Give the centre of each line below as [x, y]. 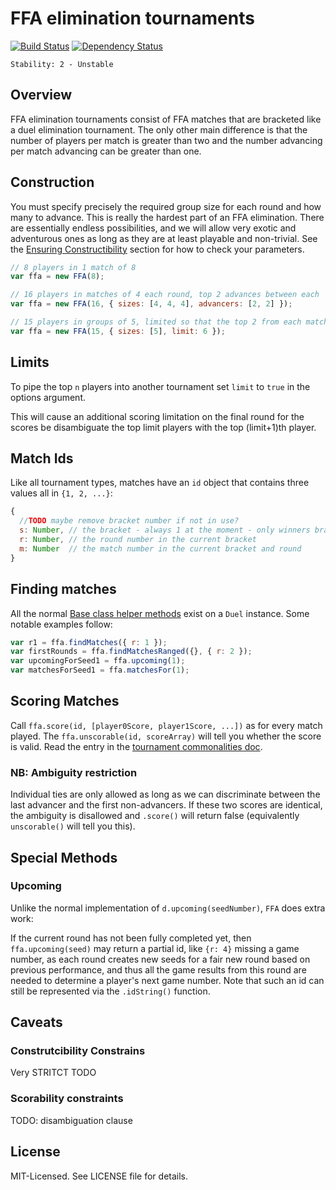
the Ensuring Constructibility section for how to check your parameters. [157, 249]
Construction [52, 182]
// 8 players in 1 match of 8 [73, 267]
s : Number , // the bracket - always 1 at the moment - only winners [165, 530]
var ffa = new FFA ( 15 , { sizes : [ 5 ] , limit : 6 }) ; [118, 331]
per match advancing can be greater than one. [106, 151]
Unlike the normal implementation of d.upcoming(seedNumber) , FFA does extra [168, 908]
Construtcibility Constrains [78, 1051]
